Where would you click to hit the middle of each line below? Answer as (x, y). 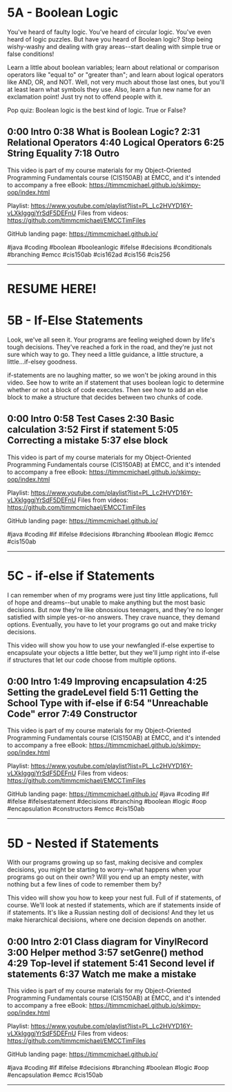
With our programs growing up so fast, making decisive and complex (105, 862)
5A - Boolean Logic (63, 13)
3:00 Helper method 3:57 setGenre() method (105, 952)
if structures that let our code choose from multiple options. (92, 660)
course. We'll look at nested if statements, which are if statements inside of (114, 905)
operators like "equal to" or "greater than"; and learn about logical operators (116, 75)
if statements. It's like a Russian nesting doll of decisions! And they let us (110, 913)
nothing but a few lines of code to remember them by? (85, 885)
